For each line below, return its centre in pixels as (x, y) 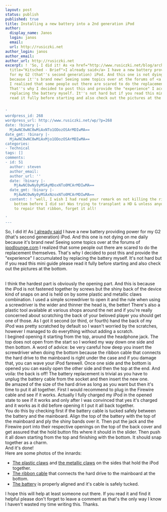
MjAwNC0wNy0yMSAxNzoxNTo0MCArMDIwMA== (54, 195)
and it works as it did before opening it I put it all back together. (70, 406)
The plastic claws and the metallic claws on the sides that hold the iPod (85, 463)
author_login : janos (27, 51)
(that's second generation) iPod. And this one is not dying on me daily (77, 237)
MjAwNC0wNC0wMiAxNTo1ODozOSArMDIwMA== (50, 130)
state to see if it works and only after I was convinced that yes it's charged (81, 400)
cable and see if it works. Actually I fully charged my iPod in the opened (79, 395)
